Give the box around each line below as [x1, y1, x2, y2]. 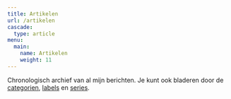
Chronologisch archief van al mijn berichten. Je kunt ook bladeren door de [7, 76, 224, 84]
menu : [7, 37, 23, 44]
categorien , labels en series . [7, 83, 90, 92]
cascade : [7, 23, 33, 30]
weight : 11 [20, 57, 52, 64]
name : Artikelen [20, 50, 69, 57]
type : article [13, 30, 55, 37]
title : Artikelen [7, 10, 59, 18]
